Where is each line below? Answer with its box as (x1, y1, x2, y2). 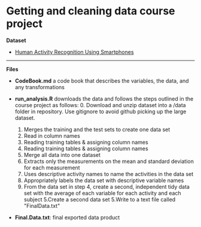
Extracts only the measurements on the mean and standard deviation (23, 158, 194, 165)
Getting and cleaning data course (6, 4, 175, 18)
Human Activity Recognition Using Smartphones (14, 48, 134, 55)
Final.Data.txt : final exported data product (14, 214, 120, 221)
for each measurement (23, 164, 80, 171)
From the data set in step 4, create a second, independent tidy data (23, 183, 190, 190)
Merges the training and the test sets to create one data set (23, 126, 170, 133)
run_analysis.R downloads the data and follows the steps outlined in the (14, 95, 194, 102)
